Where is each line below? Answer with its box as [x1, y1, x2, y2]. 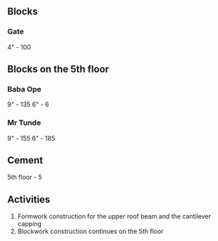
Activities [7, 193, 51, 205]
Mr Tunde [7, 118, 41, 128]
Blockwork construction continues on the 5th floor [17, 227, 164, 235]
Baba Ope [7, 85, 42, 94]
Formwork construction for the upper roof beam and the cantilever [17, 212, 212, 221]
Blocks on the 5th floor [7, 63, 109, 75]
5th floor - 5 [7, 173, 42, 182]
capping [17, 220, 42, 228]
